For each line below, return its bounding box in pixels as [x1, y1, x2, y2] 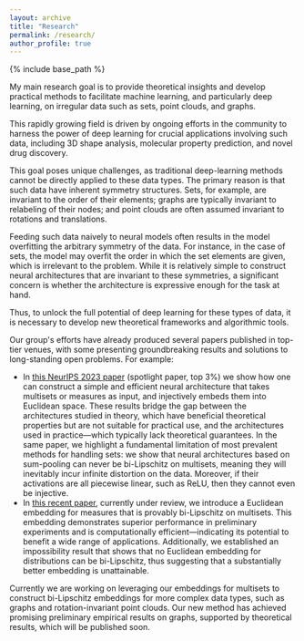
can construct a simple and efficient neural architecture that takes [22, 381, 270, 392]
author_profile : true [9, 38, 92, 48]
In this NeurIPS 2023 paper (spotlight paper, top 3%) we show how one [22, 371, 291, 383]
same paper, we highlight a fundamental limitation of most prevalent [22, 439, 278, 450]
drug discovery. [9, 148, 68, 159]
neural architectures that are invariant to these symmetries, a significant [9, 270, 279, 281]
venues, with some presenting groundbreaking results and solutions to [24, 344, 289, 356]
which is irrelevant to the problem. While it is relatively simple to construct [9, 261, 287, 272]
